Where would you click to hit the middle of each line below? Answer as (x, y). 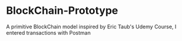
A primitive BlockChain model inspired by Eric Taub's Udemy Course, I (91, 27)
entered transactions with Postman (49, 32)
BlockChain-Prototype (62, 11)
